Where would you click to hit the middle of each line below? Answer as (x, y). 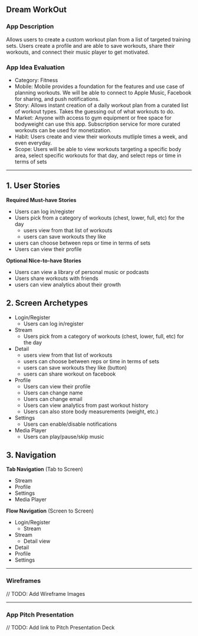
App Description (30, 27)
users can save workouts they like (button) (75, 367)
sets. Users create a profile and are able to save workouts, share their (90, 45)
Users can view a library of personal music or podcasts (82, 272)
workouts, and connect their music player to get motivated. (78, 52)
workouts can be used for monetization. (63, 130)
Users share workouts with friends (56, 278)
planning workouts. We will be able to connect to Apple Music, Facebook (103, 92)
